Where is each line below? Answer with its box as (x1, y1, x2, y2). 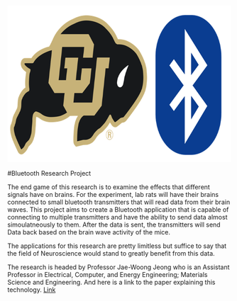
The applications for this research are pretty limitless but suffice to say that (7, 242, 227, 250)
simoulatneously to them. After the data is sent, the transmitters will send (7, 220, 221, 229)
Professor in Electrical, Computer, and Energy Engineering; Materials (7, 271, 208, 278)
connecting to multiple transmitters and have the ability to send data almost (7, 213, 228, 221)
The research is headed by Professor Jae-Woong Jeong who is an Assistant (7, 263, 230, 271)
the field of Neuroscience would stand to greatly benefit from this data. (7, 249, 215, 257)
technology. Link (7, 285, 56, 294)
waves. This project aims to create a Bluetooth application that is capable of (7, 205, 229, 214)
